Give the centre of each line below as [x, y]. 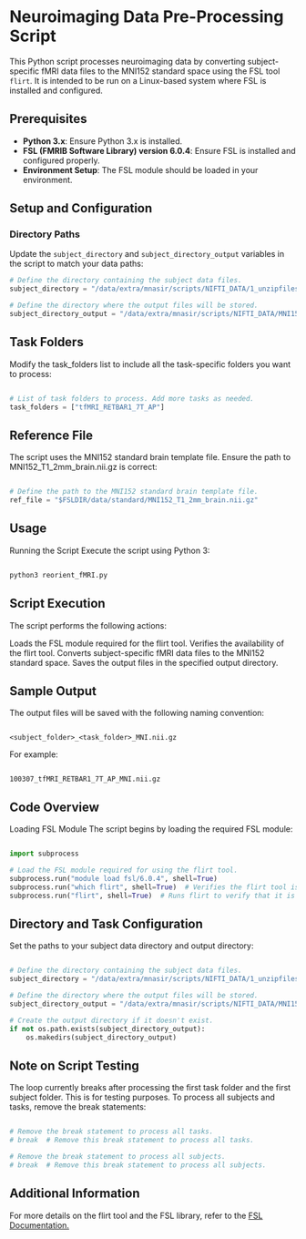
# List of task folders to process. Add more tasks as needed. [132, 398]
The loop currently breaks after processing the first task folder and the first [150, 1088]
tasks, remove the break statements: [78, 1107]
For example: [34, 754]
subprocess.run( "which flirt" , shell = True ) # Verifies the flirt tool [148, 887]
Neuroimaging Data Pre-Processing [147, 17]
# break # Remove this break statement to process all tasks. [132, 1141]
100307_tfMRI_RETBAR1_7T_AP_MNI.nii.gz [85, 779]
